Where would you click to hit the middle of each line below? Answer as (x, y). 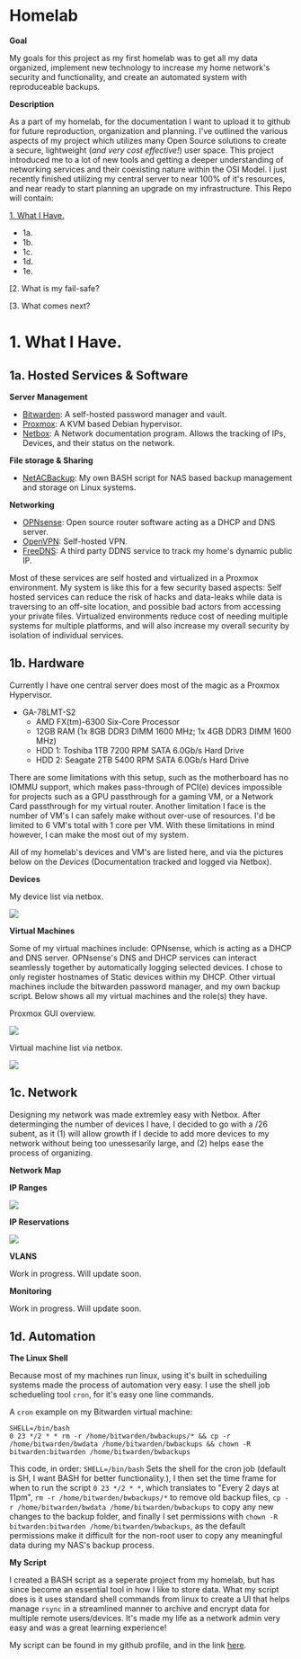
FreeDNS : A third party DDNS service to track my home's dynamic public (157, 550)
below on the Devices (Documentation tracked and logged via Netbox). (141, 861)
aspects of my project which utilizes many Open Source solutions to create (148, 140)
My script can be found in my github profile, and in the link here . (128, 1646)
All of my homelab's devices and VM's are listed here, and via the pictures (146, 852)
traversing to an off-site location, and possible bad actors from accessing (145, 606)
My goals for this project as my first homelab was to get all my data (133, 58)
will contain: (31, 198)
